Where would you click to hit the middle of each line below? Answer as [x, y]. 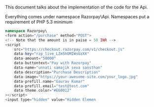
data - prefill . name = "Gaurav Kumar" [49, 81]
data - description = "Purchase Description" [57, 72]
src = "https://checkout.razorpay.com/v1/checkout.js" [69, 49]
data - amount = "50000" [35, 59]
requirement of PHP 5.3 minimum [39, 22]
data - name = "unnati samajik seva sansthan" [58, 68]
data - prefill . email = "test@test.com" [52, 86]
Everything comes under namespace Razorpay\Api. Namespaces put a [77, 17]
